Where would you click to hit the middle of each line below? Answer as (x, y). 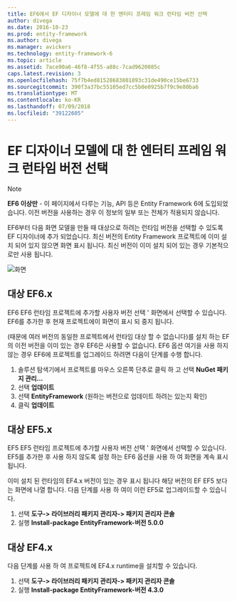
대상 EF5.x (30, 429)
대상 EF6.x (30, 294)
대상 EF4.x (30, 547)
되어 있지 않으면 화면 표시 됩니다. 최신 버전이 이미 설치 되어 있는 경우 (109, 245)
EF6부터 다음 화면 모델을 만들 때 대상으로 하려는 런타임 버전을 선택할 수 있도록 (115, 227)
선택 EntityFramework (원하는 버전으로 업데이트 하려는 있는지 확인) (112, 396)
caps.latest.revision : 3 (44, 73)
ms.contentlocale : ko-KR (44, 100)
